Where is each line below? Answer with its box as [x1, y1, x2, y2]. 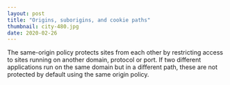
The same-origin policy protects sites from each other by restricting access [7, 48, 224, 57]
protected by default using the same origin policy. [7, 70, 149, 79]
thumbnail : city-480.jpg [7, 23, 79, 30]
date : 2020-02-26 [7, 29, 58, 37]
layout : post [7, 10, 45, 17]
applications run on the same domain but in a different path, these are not [7, 63, 217, 71]
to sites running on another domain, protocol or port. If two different [7, 56, 202, 64]
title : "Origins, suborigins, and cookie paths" [7, 17, 151, 23]
